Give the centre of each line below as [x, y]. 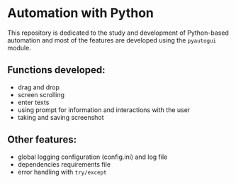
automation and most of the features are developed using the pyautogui [112, 40]
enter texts [33, 102]
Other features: [42, 140]
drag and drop [39, 87]
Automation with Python [80, 13]
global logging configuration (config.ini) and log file [92, 157]
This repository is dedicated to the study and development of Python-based [118, 33]
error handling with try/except [62, 172]
